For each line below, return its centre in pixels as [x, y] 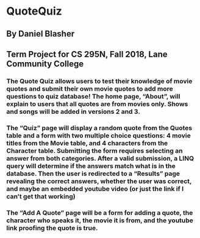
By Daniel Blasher [41, 34]
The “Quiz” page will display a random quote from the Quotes [99, 128]
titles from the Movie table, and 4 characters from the [87, 143]
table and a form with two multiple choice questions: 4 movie [98, 135]
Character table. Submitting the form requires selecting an [95, 150]
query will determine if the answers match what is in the [91, 166]
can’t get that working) [41, 196]
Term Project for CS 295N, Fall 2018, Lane [87, 54]
